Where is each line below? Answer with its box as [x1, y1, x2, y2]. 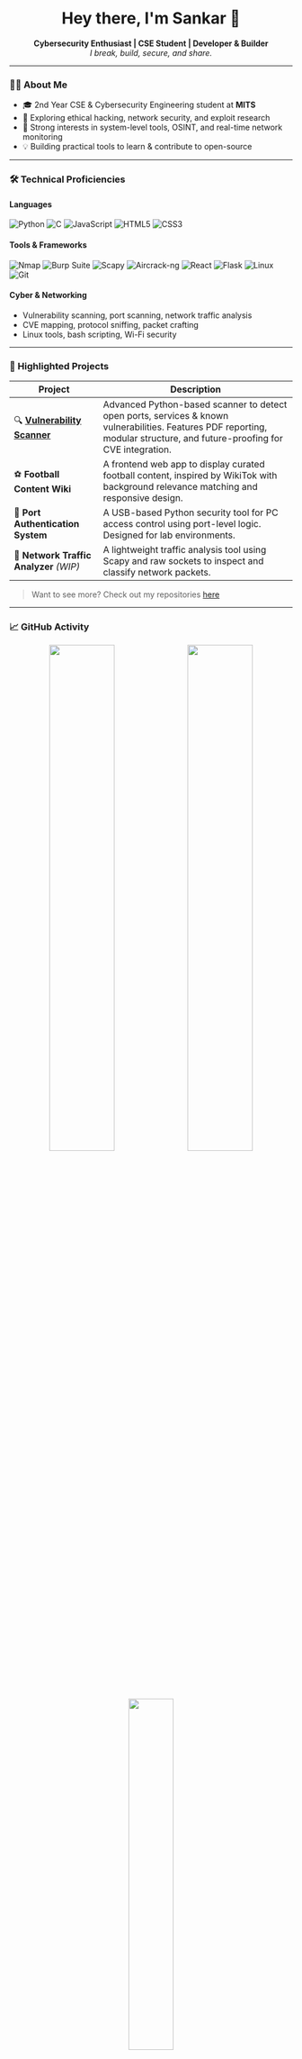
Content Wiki [13, 482, 72, 494]
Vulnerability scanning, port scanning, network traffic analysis [22, 310, 253, 321]
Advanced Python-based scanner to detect [102, 398, 288, 411]
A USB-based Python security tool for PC [102, 506, 279, 519]
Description [170, 383, 222, 395]
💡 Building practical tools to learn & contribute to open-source [22, 141, 253, 152]
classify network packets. [102, 567, 211, 579]
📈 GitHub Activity [9, 621, 90, 633]
